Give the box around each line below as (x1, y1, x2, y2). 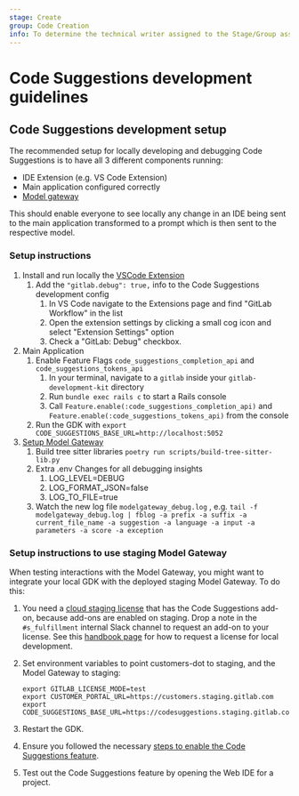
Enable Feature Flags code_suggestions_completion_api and (35, 355, 255, 366)
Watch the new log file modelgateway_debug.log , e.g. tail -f (35, 501, 258, 511)
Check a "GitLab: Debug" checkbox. (48, 335, 182, 347)
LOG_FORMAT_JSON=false (48, 482, 149, 493)
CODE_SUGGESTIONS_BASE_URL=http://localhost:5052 (35, 429, 224, 438)
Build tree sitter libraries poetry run (35, 446, 166, 456)
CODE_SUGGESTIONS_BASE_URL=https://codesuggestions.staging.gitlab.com (21, 708, 294, 717)
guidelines (9, 86, 89, 107)
